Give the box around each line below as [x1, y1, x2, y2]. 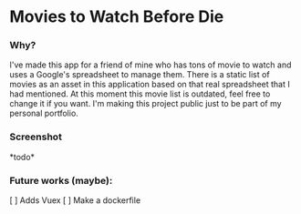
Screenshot [9, 130, 62, 143]
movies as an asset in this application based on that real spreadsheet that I [9, 79, 290, 90]
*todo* [9, 151, 35, 162]
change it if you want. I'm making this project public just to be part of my [9, 98, 282, 109]
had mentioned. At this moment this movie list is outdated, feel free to [9, 88, 271, 99]
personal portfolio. [9, 107, 79, 119]
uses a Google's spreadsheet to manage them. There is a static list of [9, 69, 271, 80]
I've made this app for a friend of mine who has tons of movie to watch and [9, 59, 292, 70]
